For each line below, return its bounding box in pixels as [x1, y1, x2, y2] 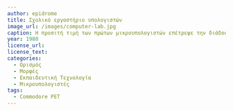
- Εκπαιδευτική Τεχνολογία [13, 74, 92, 81]
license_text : [7, 49, 49, 56]
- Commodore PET [13, 94, 60, 101]
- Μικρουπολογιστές [13, 81, 70, 88]
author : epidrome [7, 10, 58, 17]
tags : [7, 87, 23, 94]
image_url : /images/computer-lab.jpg [7, 23, 116, 30]
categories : [7, 55, 42, 62]
